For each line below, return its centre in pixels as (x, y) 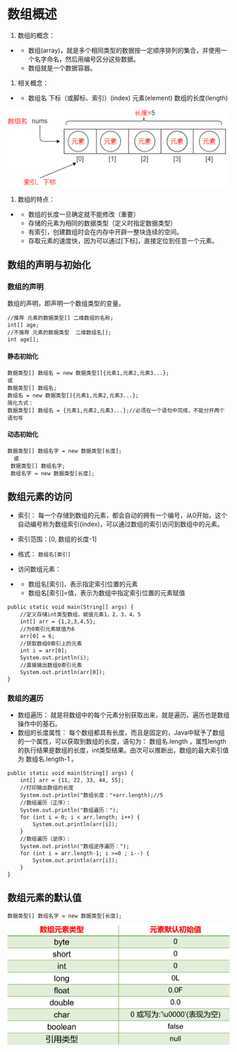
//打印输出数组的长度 (47, 788)
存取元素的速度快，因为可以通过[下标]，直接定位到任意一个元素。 (123, 240)
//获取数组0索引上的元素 (51, 643)
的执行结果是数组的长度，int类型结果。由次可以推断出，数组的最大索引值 (123, 750)
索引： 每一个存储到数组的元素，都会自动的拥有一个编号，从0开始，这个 (122, 515)
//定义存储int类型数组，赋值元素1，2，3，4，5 (80, 614)
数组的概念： (36, 35)
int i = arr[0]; (44, 650)
